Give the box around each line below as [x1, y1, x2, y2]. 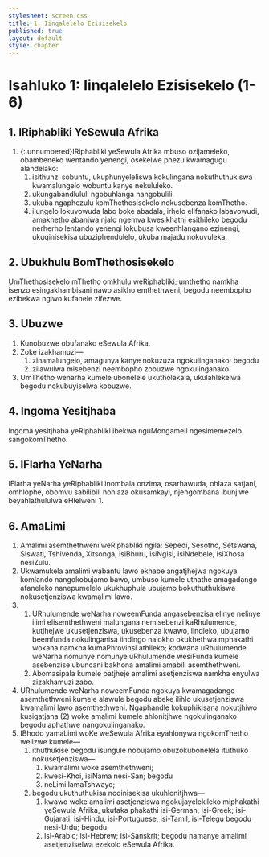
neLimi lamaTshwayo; [43, 780, 116, 789]
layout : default [8, 34, 63, 43]
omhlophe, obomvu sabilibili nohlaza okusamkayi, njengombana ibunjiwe [8, 487, 249, 497]
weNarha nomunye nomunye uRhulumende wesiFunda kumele [31, 652, 239, 662]
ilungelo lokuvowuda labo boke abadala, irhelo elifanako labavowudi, [31, 207, 259, 216]
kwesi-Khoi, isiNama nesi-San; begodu [43, 771, 173, 781]
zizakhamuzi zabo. [31, 677, 95, 687]
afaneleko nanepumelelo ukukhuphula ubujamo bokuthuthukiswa [19, 584, 236, 593]
